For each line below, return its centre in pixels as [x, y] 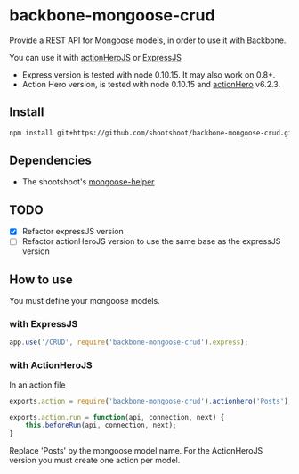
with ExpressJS [44, 324]
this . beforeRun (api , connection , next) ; [101, 425]
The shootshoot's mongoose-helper [88, 182]
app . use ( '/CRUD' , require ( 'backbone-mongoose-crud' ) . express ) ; [129, 343]
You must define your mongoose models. [85, 301]
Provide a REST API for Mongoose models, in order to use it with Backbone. [148, 40]
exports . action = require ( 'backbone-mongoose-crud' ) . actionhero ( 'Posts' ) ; [151, 401]
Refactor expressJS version [73, 232]
